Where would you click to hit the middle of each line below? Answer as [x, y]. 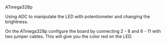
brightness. [17, 22]
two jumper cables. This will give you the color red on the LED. [69, 36]
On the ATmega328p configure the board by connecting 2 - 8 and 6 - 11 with [83, 31]
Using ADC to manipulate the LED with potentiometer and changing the [78, 16]
